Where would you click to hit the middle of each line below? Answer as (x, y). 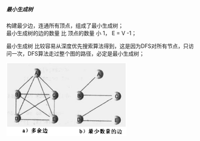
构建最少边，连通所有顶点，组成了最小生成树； (65, 25)
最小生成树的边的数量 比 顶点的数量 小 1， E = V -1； (71, 33)
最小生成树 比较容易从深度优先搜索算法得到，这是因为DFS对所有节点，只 (98, 46)
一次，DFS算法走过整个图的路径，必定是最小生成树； (78, 53)
